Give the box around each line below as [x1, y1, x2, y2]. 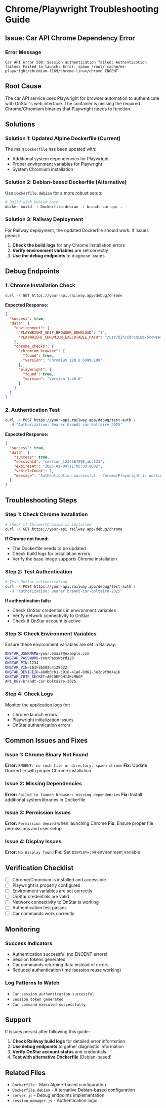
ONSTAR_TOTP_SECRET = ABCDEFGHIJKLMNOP [5, 674, 83, 679]
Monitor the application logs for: [5, 702, 71, 708]
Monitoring [5, 925, 41, 933]
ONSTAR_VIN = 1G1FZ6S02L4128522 [5, 665, 68, 670]
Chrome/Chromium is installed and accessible [12, 877, 106, 883]
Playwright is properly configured [12, 882, 81, 888]
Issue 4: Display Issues [5, 838, 62, 845]
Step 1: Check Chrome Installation [5, 511, 88, 518]
